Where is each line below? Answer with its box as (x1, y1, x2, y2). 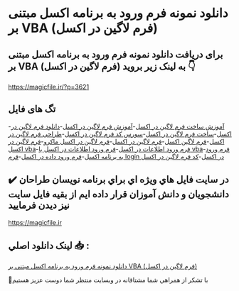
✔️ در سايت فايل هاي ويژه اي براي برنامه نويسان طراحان (8, 174, 230, 186)
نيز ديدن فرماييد (8, 199, 70, 212)
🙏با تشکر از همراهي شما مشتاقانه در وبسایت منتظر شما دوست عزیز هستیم (8, 275, 208, 285)
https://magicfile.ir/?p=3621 (8, 83, 90, 91)
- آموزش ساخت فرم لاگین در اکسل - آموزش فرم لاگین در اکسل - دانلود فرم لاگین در (8, 122, 225, 131)
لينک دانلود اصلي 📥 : (8, 240, 90, 252)
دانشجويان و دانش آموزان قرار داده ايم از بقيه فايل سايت (8, 188, 230, 200)
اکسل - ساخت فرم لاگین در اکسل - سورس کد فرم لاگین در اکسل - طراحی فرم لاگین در (8, 129, 232, 138)
